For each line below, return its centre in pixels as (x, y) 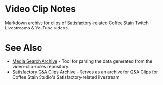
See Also (24, 48)
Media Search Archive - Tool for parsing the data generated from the (82, 61)
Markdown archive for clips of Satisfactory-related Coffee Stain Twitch (77, 23)
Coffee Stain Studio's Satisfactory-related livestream (66, 77)
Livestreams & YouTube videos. (37, 28)
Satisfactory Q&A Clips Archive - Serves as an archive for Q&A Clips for (85, 72)
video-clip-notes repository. (41, 66)
